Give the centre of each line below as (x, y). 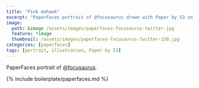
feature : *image (32, 34)
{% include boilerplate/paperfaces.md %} (57, 78)
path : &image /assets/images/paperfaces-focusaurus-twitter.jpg (93, 28)
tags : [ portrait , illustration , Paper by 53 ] (63, 51)
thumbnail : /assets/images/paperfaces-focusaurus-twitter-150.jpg (96, 39)
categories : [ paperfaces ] (38, 45)
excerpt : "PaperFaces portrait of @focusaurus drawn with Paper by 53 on (100, 17)
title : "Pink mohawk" (33, 12)
